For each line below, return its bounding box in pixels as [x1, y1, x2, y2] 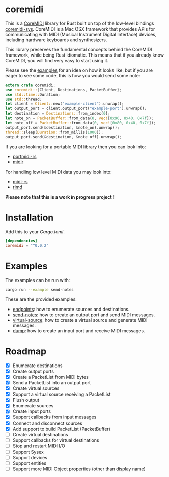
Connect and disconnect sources [12, 420, 82, 426]
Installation [5, 212, 54, 223]
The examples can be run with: [5, 277, 70, 284]
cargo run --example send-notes [5, 287, 74, 292]
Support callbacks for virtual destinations [12, 437, 99, 443]
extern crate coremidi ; [5, 82, 56, 88]
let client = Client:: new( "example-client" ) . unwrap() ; [5, 101, 124, 106]
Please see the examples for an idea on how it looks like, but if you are [5, 67, 153, 73]
